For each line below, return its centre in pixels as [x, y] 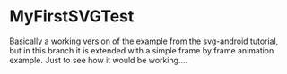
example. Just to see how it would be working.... [99, 60]
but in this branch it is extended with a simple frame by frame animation [142, 50]
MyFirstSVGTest [72, 16]
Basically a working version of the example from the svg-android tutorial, [144, 41]
